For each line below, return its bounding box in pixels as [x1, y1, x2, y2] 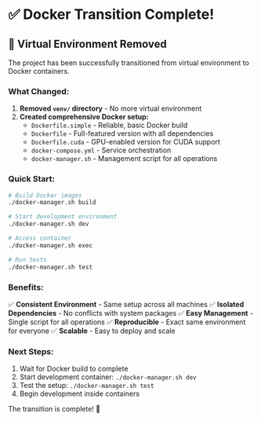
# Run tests [8, 255, 47, 264]
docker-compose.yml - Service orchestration [31, 145, 172, 155]
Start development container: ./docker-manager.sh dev [19, 372, 197, 382]
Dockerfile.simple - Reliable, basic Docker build [31, 120, 188, 130]
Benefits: [8, 281, 45, 292]
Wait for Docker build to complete [19, 364, 129, 374]
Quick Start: [8, 174, 56, 185]
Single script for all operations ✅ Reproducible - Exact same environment [8, 317, 246, 327]
